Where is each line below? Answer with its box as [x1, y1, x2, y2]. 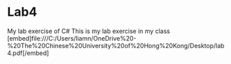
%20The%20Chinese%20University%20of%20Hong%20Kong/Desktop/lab [7, 41, 225, 50]
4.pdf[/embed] [7, 49, 49, 57]
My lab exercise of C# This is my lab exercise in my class [7, 27, 171, 35]
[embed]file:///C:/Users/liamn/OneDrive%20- [7, 34, 137, 42]
